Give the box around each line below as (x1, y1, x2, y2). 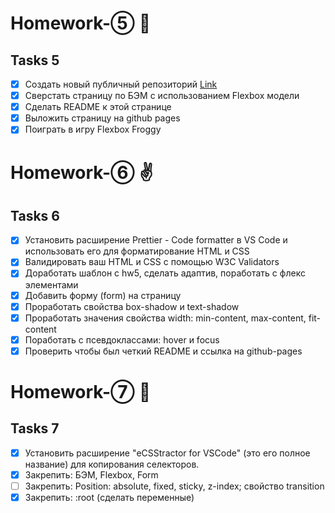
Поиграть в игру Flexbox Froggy (24, 123, 162, 136)
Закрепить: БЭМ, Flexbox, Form (24, 468, 159, 481)
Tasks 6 (10, 207, 60, 224)
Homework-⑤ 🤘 (10, 12, 152, 35)
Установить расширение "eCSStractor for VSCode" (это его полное (24, 447, 311, 459)
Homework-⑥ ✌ (10, 161, 154, 184)
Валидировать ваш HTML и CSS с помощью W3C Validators (24, 256, 280, 268)
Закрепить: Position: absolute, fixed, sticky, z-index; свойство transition (24, 480, 325, 492)
